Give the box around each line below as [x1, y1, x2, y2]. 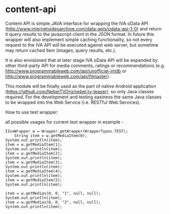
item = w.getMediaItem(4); [5, 168, 62, 173]
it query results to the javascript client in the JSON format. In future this [5, 31, 155, 37]
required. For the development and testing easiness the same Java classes [5, 94, 162, 100]
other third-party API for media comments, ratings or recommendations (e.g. [5, 62, 165, 68]
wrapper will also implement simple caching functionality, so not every [5, 37, 153, 43]
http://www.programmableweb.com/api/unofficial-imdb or [5, 67, 127, 74]
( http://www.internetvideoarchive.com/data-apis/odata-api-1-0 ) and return [5, 25, 162, 31]
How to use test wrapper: [5, 109, 58, 115]
